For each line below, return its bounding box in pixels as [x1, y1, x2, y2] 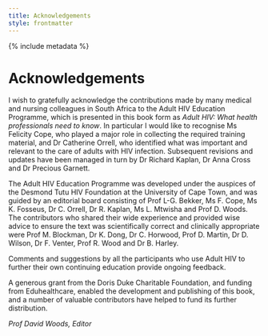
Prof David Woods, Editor [8, 319, 92, 329]
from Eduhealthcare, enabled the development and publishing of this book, [8, 286, 255, 296]
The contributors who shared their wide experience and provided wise [8, 213, 241, 222]
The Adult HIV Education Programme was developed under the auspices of [8, 179, 256, 189]
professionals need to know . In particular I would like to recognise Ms [8, 121, 238, 130]
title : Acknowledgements [8, 11, 91, 20]
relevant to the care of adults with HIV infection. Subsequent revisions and [8, 146, 254, 156]
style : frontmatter [8, 19, 74, 27]
